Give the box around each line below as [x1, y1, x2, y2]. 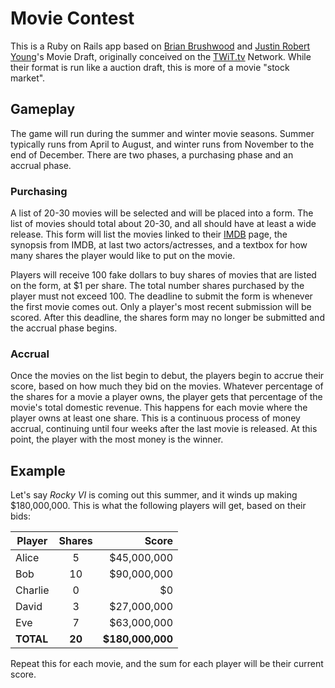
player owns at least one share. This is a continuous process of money [10, 412, 301, 424]
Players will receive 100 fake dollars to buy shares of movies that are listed [10, 269, 317, 281]
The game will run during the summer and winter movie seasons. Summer [10, 127, 315, 139]
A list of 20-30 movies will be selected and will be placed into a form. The [10, 207, 314, 219]
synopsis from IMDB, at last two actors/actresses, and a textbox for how [10, 239, 308, 251]
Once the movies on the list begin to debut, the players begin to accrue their [10, 370, 325, 382]
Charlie [15, 583, 50, 597]
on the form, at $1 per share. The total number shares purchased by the [10, 280, 305, 292]
